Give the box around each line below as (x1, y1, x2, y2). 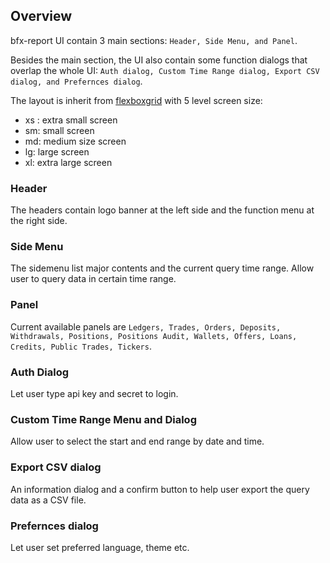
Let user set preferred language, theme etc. (10, 541, 190, 553)
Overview (10, 8, 73, 25)
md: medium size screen (24, 135, 127, 147)
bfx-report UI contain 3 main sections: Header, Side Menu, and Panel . (10, 34, 298, 46)
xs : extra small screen (24, 114, 118, 126)
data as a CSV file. (10, 494, 87, 506)
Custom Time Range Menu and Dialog (10, 412, 197, 426)
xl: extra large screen (24, 156, 113, 168)
